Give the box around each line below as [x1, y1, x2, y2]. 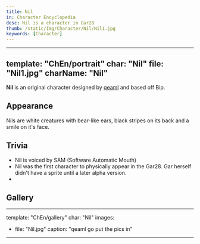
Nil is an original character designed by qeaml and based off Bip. [6, 84, 165, 91]
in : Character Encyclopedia [6, 14, 76, 20]
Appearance [6, 101, 54, 111]
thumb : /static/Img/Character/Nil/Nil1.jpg [6, 25, 116, 32]
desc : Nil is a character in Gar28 [6, 20, 95, 26]
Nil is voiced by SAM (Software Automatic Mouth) [14, 156, 137, 163]
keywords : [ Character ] [6, 31, 62, 37]
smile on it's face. [6, 123, 49, 130]
